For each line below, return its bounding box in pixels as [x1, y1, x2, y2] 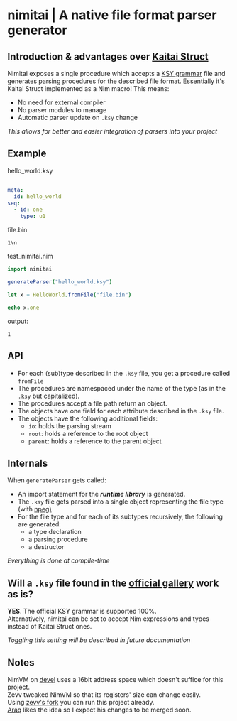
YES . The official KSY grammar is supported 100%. [7, 607, 158, 616]
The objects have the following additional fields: [17, 414, 158, 423]
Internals [7, 457, 48, 469]
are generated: [17, 520, 62, 528]
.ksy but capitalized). [17, 391, 80, 400]
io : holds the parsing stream [28, 421, 111, 430]
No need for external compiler [17, 98, 106, 107]
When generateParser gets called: [7, 476, 106, 484]
